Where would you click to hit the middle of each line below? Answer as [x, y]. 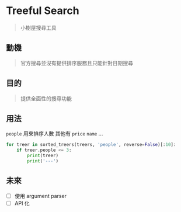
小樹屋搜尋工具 [38, 27]
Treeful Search [43, 11]
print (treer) [43, 156]
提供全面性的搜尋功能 [46, 98]
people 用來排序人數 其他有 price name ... [55, 134]
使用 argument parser [41, 196]
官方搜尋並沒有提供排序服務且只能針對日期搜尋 [76, 63]
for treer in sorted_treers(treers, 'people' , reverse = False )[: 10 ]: [91, 145]
